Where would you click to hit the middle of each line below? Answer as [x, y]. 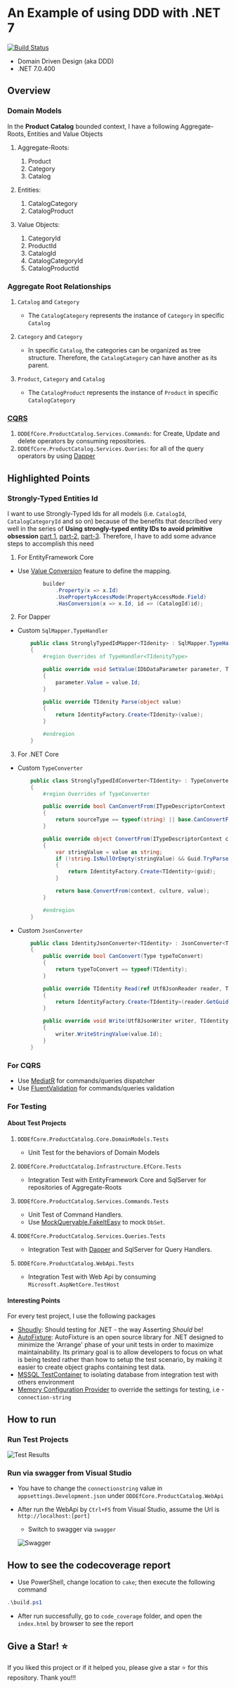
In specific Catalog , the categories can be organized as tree [114, 350]
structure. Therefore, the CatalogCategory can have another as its [123, 357]
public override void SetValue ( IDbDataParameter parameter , [133, 670]
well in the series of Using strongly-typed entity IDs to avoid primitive [110, 528]
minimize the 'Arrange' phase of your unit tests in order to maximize [116, 1345]
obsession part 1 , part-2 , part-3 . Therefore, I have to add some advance [112, 536]
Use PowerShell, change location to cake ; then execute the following [116, 1582]
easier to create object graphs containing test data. [92, 1367]
